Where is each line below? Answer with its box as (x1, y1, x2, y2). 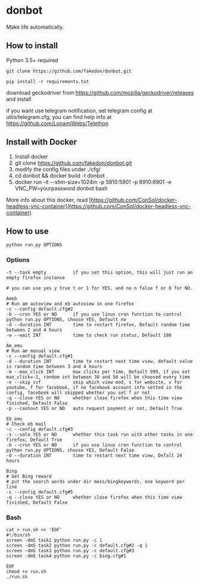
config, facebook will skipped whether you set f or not (6, 390, 151, 396)
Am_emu (6, 342, 23, 348)
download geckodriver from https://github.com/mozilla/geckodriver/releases (6, 89, 194, 96)
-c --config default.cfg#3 (6, 426, 73, 432)
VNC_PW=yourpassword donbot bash (14, 185, 108, 192)
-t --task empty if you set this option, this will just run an (6, 269, 193, 275)
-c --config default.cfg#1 (6, 353, 73, 359)
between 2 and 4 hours (6, 327, 62, 333)
